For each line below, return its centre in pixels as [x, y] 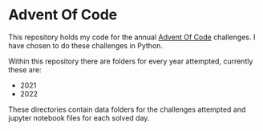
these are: [25, 69]
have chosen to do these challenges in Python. [85, 45]
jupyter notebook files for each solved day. [79, 117]
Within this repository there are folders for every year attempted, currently [131, 61]
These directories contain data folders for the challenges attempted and [127, 109]
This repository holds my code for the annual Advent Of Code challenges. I [132, 37]
